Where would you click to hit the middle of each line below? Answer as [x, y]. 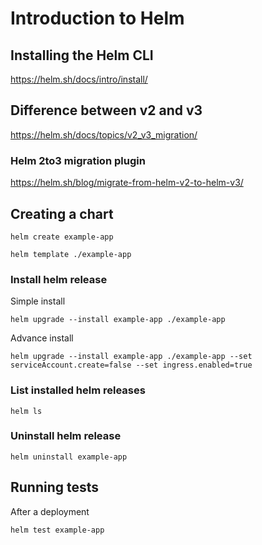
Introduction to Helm [97, 18]
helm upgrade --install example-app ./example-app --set [131, 357]
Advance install [42, 338]
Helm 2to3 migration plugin [78, 160]
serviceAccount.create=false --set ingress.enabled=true [131, 365]
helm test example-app [57, 530]
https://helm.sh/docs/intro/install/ [79, 79]
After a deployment [50, 511]
